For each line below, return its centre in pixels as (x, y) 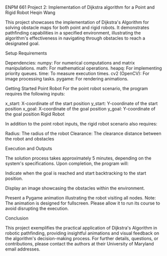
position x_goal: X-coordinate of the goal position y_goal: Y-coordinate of (80, 109)
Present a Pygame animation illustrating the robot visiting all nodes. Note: (80, 198)
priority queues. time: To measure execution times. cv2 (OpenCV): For (77, 73)
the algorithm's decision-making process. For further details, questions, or (82, 238)
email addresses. (23, 249)
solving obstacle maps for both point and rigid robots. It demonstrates (77, 27)
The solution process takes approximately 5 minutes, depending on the (78, 158)
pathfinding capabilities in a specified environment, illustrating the (73, 33)
